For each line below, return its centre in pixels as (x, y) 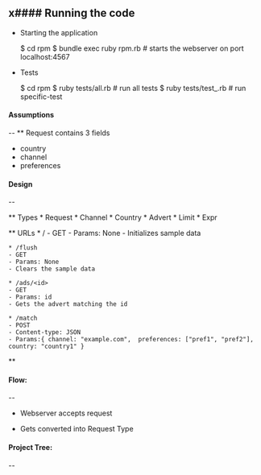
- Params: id (30, 297)
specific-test (41, 97)
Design (21, 184)
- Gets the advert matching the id (68, 304)
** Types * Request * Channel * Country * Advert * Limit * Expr (113, 217)
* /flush (23, 248)
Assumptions (31, 115)
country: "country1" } (46, 347)
